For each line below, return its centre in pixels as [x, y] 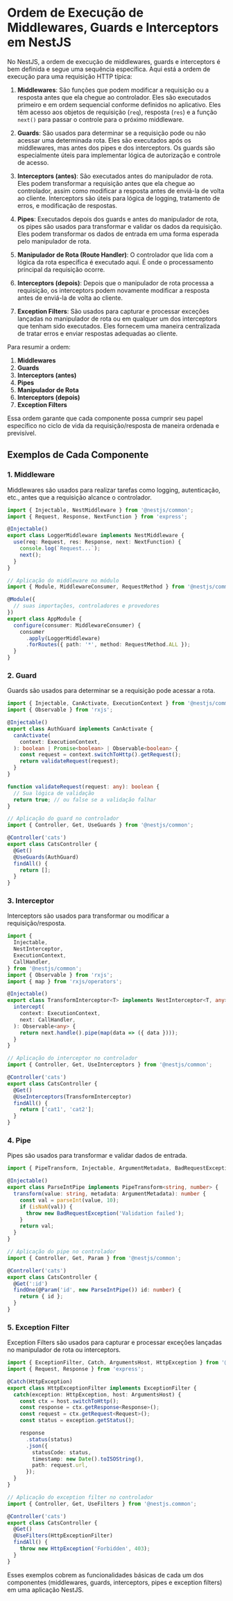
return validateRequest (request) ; [69, 761]
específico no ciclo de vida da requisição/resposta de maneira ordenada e [113, 425]
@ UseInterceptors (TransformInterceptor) [72, 1097]
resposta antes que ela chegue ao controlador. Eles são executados [114, 97]
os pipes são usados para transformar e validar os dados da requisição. [120, 226]
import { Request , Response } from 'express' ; [76, 1369]
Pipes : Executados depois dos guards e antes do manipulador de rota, [118, 219]
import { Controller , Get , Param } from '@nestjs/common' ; [94, 1258]
